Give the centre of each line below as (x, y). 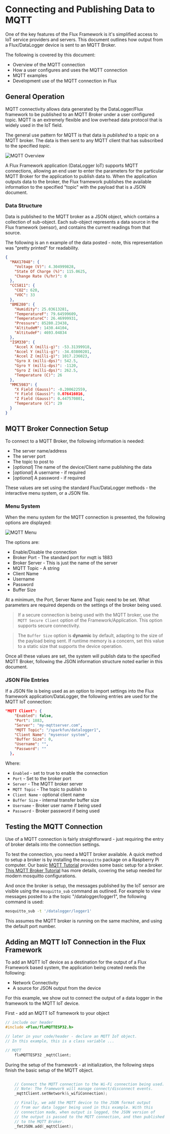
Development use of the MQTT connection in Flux (65, 81)
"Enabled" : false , (34, 716)
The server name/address (40, 451)
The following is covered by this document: (50, 55)
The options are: (22, 542)
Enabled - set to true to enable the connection (60, 773)
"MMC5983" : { (24, 385)
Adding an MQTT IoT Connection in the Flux (76, 942)
